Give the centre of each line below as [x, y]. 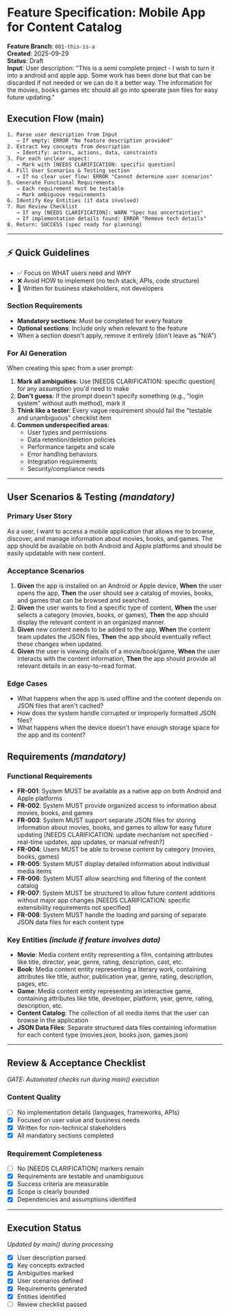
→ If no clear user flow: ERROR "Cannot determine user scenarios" [114, 176]
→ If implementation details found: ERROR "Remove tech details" [111, 218]
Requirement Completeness [55, 1153]
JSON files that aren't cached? [60, 706]
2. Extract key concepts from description [68, 146]
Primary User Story [40, 516]
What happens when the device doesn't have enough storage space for [118, 727]
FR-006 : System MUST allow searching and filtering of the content [112, 878]
